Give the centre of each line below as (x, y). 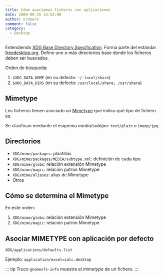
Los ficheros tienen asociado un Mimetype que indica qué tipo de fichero (80, 110)
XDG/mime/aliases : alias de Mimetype (50, 175)
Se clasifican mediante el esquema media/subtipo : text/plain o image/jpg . (82, 125)
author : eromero (22, 19)
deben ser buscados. (27, 58)
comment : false (21, 24)
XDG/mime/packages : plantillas (42, 153)
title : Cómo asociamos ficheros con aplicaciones (58, 10)
